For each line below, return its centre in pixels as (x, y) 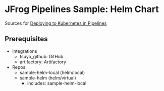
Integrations (24, 51)
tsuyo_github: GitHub (41, 56)
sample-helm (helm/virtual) (48, 78)
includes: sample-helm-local (57, 83)
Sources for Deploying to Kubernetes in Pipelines (56, 23)
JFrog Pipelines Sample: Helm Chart (82, 9)
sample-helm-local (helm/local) (52, 72)
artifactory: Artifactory (43, 62)
